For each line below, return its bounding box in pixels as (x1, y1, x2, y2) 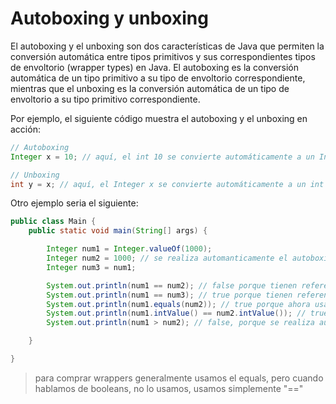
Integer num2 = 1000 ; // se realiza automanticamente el (46, 253, 288, 264)
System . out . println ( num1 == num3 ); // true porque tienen (46, 290, 293, 300)
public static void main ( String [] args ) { (28, 226, 208, 236)
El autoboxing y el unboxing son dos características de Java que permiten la (10, 40, 325, 52)
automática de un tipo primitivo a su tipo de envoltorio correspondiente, (10, 72, 306, 84)
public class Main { (10, 217, 97, 227)
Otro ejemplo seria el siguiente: (10, 197, 139, 209)
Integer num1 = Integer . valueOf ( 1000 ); (46, 244, 213, 254)
